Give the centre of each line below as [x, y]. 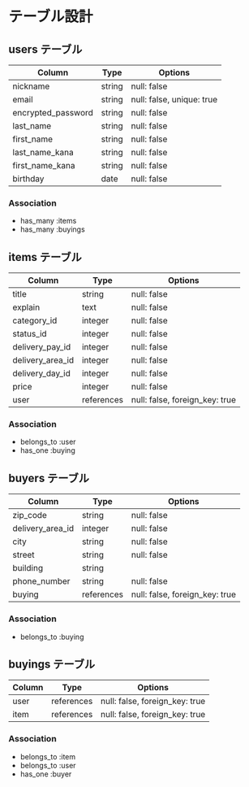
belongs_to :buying [52, 637]
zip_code [30, 515]
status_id [30, 334]
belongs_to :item [48, 756]
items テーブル [45, 257]
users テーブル [45, 49]
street [24, 555]
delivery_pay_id [42, 347]
